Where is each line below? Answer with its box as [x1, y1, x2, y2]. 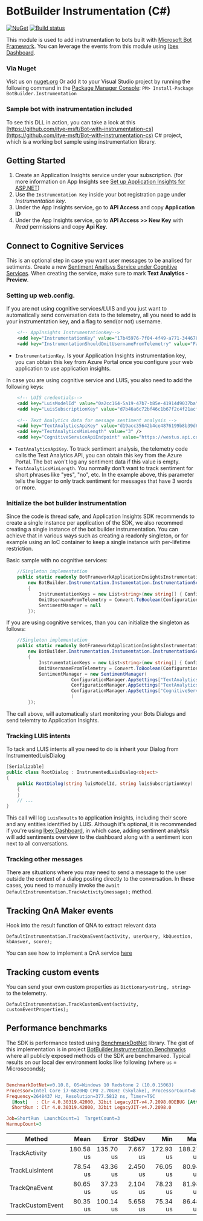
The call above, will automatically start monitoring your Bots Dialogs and [6, 710, 186, 717]
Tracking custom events [6, 967, 100, 977]
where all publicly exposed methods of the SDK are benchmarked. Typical [6, 1052, 191, 1059]
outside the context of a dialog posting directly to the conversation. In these [6, 875, 195, 883]
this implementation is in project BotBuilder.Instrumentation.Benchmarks [6, 1045, 186, 1053]
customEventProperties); [6, 1007, 69, 1013]
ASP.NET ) [14, 184, 40, 192]
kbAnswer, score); [6, 939, 53, 945]
